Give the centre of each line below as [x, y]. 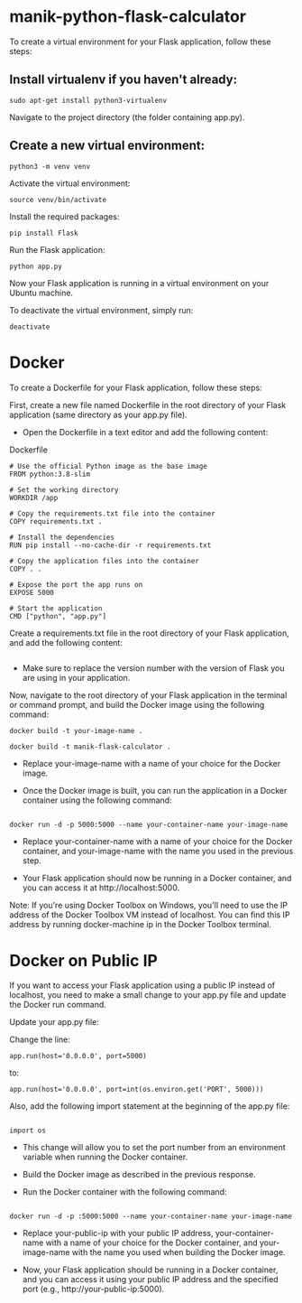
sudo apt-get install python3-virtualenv [88, 100]
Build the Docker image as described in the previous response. [139, 1175]
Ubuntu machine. [41, 293]
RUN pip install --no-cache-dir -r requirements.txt [110, 545]
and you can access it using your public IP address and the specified [150, 1280]
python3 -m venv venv [50, 166]
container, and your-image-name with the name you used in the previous [158, 851]
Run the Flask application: [57, 249]
